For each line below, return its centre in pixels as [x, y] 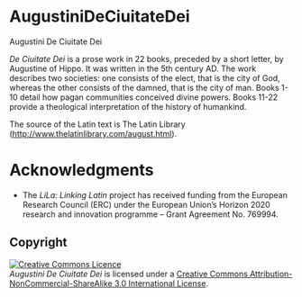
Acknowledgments [82, 171]
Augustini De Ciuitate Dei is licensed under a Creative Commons [128, 274]
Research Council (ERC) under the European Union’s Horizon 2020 [146, 204]
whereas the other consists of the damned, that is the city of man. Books [144, 87]
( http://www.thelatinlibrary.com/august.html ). [93, 133]
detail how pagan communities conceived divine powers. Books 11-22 [148, 97]
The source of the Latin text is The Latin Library [98, 124]
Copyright [38, 243]
